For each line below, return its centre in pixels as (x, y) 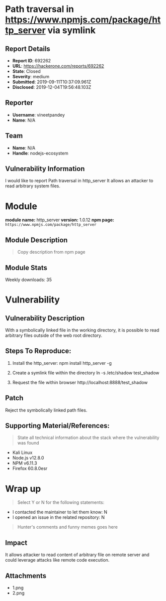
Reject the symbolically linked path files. (46, 410)
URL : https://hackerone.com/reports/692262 (58, 66)
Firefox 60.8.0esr (30, 468)
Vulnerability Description (45, 318)
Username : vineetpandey (39, 115)
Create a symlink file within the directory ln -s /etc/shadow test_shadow (86, 373)
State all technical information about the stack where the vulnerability (88, 438)
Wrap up (23, 489)
